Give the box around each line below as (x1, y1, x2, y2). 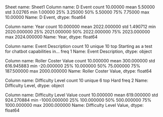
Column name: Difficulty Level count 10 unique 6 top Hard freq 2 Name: (5, 77, 148, 83)
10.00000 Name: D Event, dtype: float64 (5, 15, 86, 20)
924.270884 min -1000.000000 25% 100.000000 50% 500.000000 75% (5, 97, 152, 103)
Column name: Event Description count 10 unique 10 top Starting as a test (5, 44, 152, 49)
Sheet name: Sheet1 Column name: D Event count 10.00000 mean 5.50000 (5, 4, 155, 10)
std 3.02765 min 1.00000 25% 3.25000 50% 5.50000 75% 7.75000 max (5, 9, 150, 15)
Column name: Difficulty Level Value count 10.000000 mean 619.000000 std (5, 92, 158, 98)
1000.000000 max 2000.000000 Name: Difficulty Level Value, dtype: (5, 102, 144, 108)
